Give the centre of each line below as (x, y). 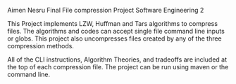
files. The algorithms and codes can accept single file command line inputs (116, 31)
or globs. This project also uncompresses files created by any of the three (114, 38)
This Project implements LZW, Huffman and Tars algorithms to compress (113, 23)
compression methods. (41, 46)
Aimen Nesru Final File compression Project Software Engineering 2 (106, 10)
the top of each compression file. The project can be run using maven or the (118, 67)
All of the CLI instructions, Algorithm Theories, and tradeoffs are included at (117, 59)
